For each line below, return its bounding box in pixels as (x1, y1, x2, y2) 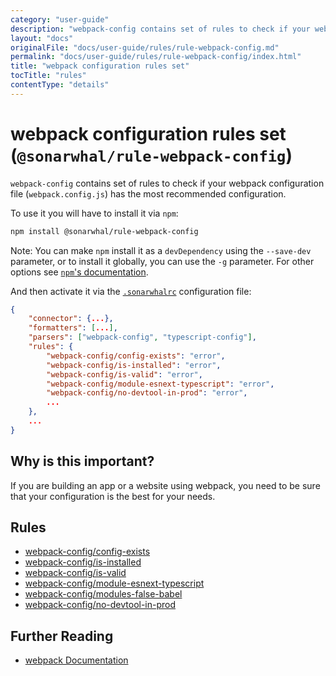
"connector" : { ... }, (28, 314, 114, 324)
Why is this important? (10, 453, 155, 470)
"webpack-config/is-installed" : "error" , (46, 360, 222, 370)
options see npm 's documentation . (10, 266, 149, 278)
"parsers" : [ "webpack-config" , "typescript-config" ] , (28, 332, 257, 343)
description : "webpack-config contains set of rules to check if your (10, 24, 311, 34)
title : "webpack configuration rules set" (10, 61, 190, 71)
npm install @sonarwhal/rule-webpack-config (10, 226, 199, 236)
